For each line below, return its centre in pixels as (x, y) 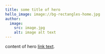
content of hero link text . (30, 46)
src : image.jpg (30, 28)
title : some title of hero (33, 10)
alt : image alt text (35, 32)
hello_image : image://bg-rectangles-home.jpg (52, 14)
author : (13, 19)
